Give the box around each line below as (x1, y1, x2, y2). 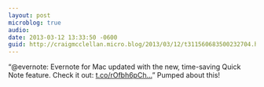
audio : (8, 26, 30, 34)
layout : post (8, 11, 51, 20)
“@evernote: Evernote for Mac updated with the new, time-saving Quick (8, 62, 241, 71)
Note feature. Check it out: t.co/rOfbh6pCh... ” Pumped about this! (8, 71, 221, 80)
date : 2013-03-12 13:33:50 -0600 (8, 33, 118, 42)
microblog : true (8, 19, 61, 27)
